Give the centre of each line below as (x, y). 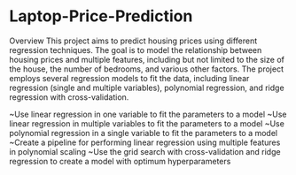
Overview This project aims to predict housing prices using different (133, 41)
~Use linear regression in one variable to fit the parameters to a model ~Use (148, 114)
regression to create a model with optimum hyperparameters (120, 161)
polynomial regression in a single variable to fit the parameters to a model (143, 133)
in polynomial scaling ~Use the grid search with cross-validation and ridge (145, 151)
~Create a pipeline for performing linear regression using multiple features (145, 142)
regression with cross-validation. (69, 97)
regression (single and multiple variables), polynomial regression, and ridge (147, 87)
